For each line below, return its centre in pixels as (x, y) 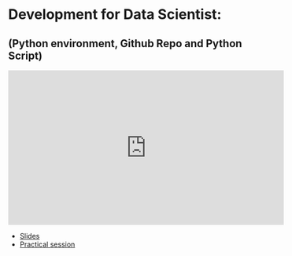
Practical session (47, 244)
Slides (30, 236)
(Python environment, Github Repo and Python (125, 44)
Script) (26, 55)
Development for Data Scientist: (115, 15)
